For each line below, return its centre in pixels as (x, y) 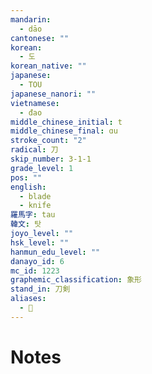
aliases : (28, 299)
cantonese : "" (40, 38)
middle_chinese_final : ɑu (64, 131)
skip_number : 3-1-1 (51, 159)
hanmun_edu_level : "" (55, 252)
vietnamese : (35, 103)
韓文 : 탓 (26, 224)
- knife (35, 206)
